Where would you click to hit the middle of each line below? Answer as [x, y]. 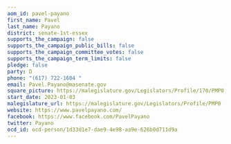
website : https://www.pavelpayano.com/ [65, 110]
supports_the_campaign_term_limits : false [69, 59]
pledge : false [28, 65]
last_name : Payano [34, 26]
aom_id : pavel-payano [38, 13]
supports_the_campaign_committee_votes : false [75, 53]
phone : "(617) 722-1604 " [44, 78]
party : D [20, 71]
